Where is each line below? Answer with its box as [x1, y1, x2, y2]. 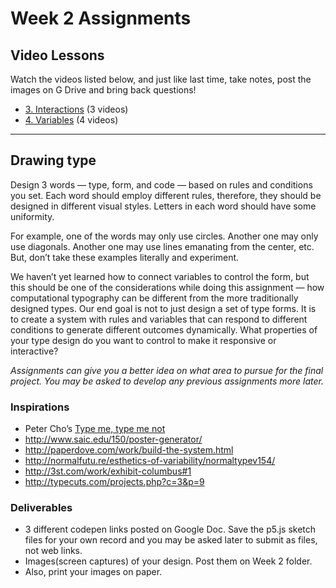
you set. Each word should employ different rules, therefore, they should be [10, 189, 322, 201]
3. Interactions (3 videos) [24, 103, 129, 115]
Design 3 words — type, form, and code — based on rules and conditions [10, 178, 313, 191]
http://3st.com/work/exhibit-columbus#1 [24, 465, 192, 477]
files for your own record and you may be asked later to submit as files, [24, 534, 318, 546]
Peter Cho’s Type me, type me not [24, 423, 166, 435]
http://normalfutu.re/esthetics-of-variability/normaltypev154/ [24, 455, 276, 467]
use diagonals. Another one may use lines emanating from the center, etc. [10, 240, 315, 252]
